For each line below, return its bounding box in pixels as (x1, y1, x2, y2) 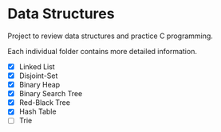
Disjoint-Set (18, 71, 58, 80)
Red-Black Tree (18, 98, 71, 107)
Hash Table (18, 107, 57, 116)
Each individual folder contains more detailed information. (7, 46, 197, 56)
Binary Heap (18, 80, 61, 90)
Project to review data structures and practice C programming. (7, 31, 213, 41)
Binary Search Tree (18, 89, 83, 99)
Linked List (18, 61, 55, 72)
